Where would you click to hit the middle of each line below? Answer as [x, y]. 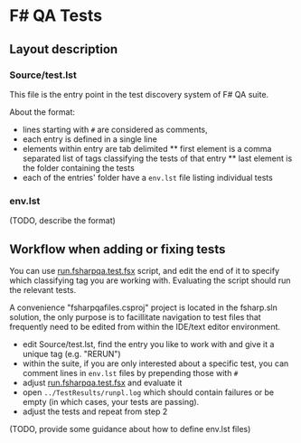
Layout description [64, 49]
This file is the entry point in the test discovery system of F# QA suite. [139, 94]
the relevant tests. [43, 289]
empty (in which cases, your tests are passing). [111, 401]
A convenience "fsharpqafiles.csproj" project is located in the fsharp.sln [143, 307]
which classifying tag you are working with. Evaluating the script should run [150, 280]
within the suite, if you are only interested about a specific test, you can [155, 363]
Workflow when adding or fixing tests [118, 249]
